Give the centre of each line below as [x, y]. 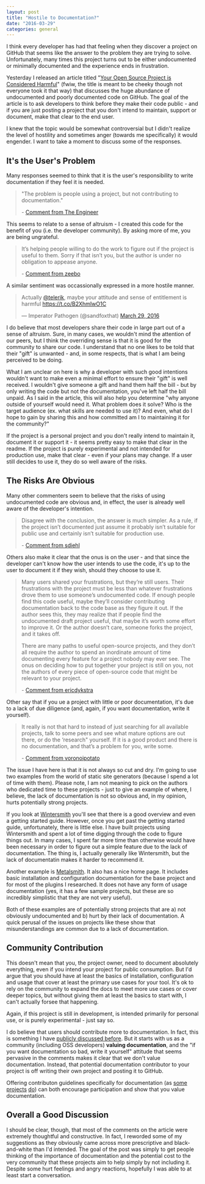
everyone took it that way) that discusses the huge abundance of [88, 91]
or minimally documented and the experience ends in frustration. [88, 66]
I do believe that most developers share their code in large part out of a [95, 328]
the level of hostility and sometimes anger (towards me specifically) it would [102, 135]
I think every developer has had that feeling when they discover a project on [102, 46]
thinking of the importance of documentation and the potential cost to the [99, 1155]
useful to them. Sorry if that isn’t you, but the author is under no [101, 256]
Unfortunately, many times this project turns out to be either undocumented [101, 59]
